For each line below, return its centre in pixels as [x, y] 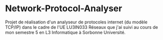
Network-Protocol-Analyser [64, 9]
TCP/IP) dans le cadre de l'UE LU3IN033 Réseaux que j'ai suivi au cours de [81, 27]
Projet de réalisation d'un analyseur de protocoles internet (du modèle [76, 22]
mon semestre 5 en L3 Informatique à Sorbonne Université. [65, 32]
